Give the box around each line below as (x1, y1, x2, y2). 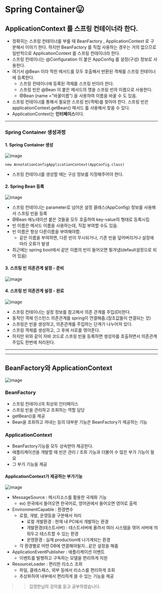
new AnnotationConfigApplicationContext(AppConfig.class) (5, 162, 125, 167)
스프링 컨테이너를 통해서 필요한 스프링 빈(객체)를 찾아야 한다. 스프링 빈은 (12, 99, 149, 104)
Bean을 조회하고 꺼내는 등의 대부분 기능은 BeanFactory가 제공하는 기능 (12, 419, 147, 425)
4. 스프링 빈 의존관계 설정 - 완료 (5, 288, 65, 294)
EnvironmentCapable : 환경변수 (12, 507, 74, 512)
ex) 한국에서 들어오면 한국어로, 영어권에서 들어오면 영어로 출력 (19, 500, 137, 506)
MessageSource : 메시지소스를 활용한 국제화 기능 (12, 495, 107, 500)
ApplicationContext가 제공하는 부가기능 (5, 473, 83, 479)
